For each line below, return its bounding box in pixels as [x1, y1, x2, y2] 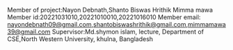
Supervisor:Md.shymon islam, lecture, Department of [51, 27, 204, 36]
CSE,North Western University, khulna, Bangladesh [7, 35, 154, 43]
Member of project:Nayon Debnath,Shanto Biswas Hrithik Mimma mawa [7, 6, 214, 14]
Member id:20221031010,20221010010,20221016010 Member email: [7, 13, 201, 21]
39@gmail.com [7, 27, 51, 36]
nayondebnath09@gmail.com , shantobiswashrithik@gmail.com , [7, 21, 188, 28]
